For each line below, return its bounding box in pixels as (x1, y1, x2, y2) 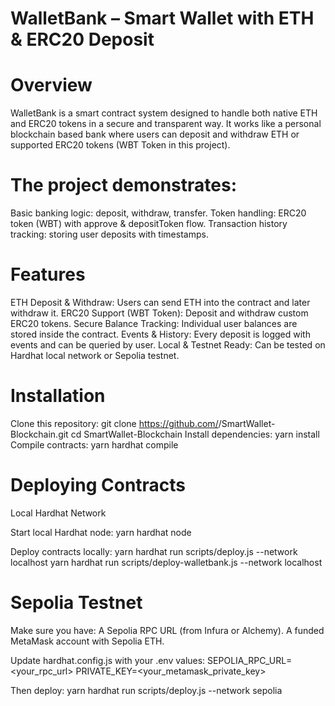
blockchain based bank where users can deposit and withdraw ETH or (10, 128, 300, 141)
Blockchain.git (10, 428, 69, 440)
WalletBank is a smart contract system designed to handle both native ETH (10, 107, 318, 119)
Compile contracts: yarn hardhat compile (10, 438, 179, 451)
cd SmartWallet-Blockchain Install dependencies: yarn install (70, 428, 320, 440)
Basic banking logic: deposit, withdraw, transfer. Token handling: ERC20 (10, 207, 307, 219)
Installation (10, 385, 106, 407)
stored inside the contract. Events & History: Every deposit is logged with (10, 328, 311, 340)
